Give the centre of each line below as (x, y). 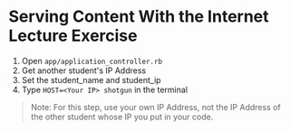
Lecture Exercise (73, 36)
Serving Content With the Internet (139, 17)
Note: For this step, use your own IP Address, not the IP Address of (156, 107)
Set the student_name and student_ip (91, 80)
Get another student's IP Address (84, 70)
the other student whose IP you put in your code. (122, 117)
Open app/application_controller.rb (92, 61)
